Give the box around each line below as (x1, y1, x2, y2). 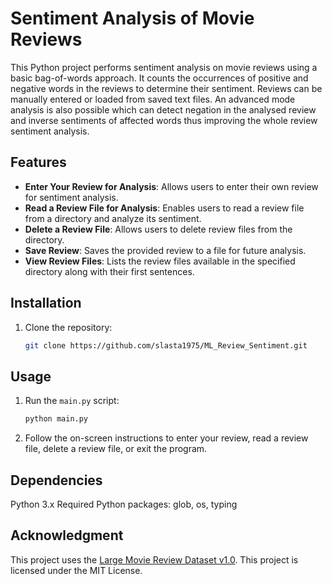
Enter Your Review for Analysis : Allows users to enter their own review (24, 180, 319, 192)
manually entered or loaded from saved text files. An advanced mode (10, 93, 296, 105)
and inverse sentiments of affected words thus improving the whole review (10, 114, 318, 126)
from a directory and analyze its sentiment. (24, 212, 202, 224)
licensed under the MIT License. (10, 564, 143, 576)
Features (10, 154, 67, 171)
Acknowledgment (10, 527, 124, 544)
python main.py (24, 414, 89, 424)
